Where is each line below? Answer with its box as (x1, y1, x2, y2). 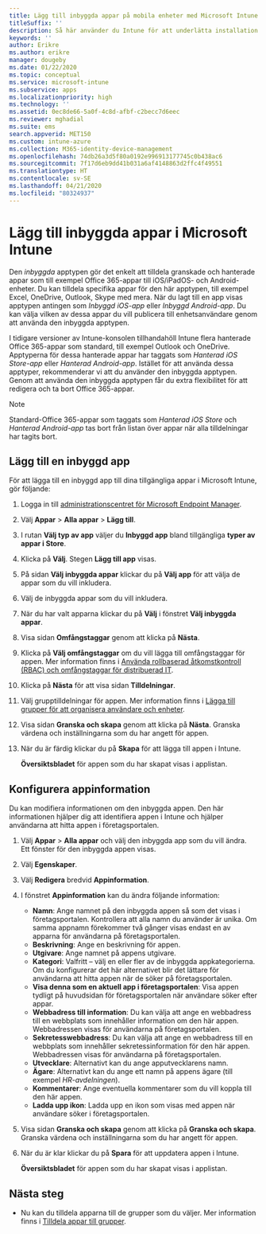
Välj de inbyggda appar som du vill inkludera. (20, 594, 168, 603)
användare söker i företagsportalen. (32, 1109, 150, 1119)
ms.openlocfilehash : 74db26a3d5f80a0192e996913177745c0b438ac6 (9, 152, 223, 160)
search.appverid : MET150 (9, 130, 91, 138)
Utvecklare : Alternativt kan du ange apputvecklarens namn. (32, 1058, 229, 1068)
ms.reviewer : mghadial (9, 115, 84, 123)
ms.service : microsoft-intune (9, 78, 110, 86)
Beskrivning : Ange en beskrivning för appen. (32, 940, 181, 950)
